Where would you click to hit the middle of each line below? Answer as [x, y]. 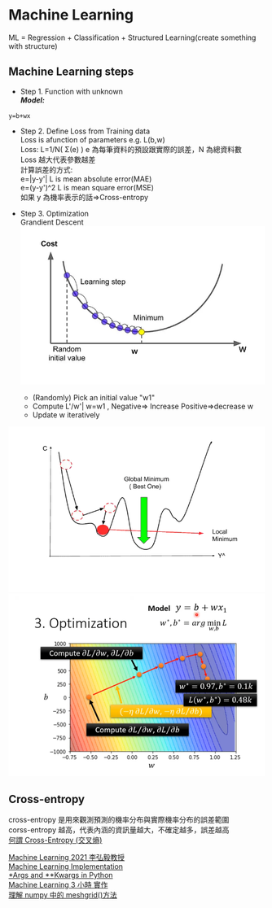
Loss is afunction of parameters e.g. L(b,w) [92, 139]
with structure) [33, 46]
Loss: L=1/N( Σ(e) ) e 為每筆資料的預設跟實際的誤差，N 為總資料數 [131, 149]
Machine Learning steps [71, 72]
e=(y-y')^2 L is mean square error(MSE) [87, 187]
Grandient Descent [52, 222]
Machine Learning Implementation [66, 866]
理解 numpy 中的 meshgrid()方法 [63, 895]
